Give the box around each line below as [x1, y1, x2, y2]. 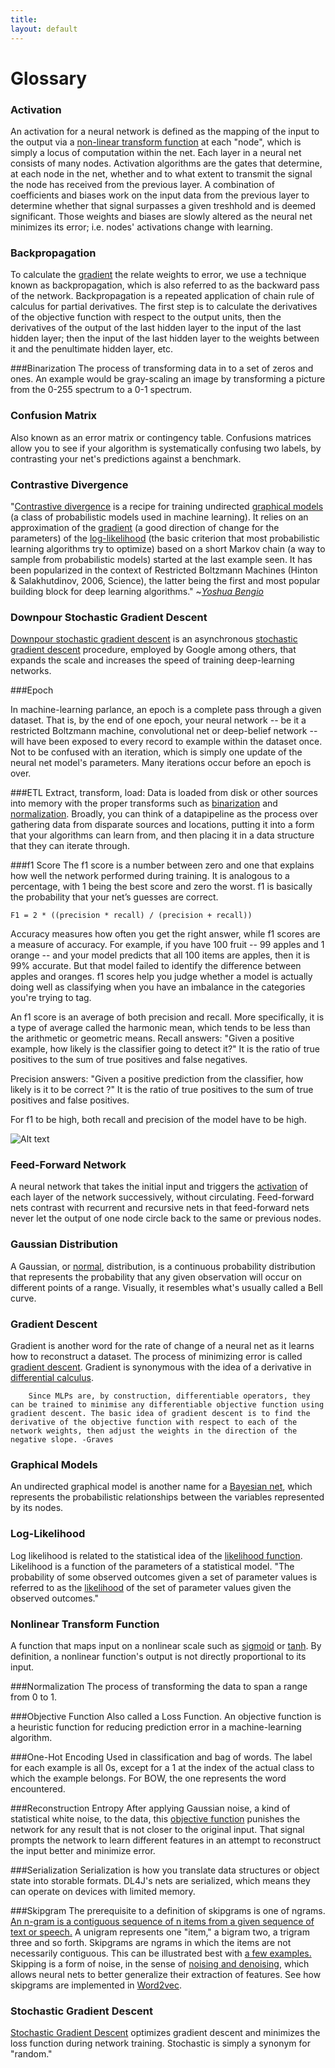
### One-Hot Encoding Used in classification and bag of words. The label [10, 1751, 313, 1763]
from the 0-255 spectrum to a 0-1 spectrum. [10, 384, 193, 396]
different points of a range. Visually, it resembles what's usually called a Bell [10, 1281, 323, 1293]
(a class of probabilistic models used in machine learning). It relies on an [10, 511, 309, 523]
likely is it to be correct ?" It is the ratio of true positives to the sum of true [10, 1084, 314, 1096]
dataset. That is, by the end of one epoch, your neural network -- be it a [10, 714, 307, 726]
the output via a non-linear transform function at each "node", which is [10, 136, 302, 148]
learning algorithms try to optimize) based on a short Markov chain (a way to [10, 542, 326, 555]
